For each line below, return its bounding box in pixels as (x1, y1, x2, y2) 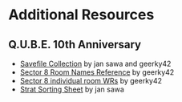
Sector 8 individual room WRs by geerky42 (19, 76, 163, 85)
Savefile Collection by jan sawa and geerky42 (19, 59, 172, 68)
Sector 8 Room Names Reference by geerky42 (19, 67, 175, 77)
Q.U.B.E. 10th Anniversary (8, 38, 142, 51)
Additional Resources (8, 6, 155, 24)
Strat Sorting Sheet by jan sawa (19, 84, 124, 94)
